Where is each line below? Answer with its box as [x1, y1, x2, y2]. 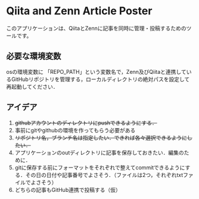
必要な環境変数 [6, 51, 61, 61]
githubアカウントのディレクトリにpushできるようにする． [14, 119, 157, 126]
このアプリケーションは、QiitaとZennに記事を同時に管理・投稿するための [6, 24, 186, 32]
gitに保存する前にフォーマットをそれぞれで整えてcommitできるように [14, 164, 185, 171]
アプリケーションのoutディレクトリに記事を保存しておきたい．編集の [14, 149, 184, 156]
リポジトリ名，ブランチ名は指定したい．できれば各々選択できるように [14, 134, 188, 141]
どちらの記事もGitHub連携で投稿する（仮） [14, 186, 121, 193]
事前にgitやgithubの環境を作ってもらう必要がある [14, 126, 136, 133]
